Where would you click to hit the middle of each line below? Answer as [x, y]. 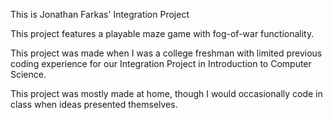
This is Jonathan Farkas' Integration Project [100, 14]
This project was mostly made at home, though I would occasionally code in [166, 93]
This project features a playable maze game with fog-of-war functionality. [162, 33]
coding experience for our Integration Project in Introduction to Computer [161, 63]
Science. [28, 74]
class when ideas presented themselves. [94, 104]
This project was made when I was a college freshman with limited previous [166, 53]
